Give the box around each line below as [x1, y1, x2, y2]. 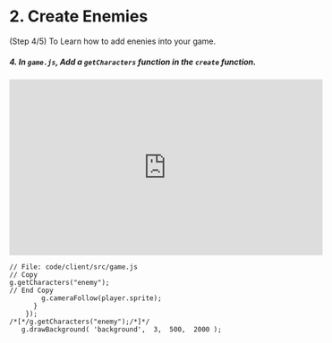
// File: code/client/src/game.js [9, 262, 139, 272]
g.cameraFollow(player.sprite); [41, 293, 163, 303]
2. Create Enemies [9, 6, 149, 27]
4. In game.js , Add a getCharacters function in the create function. [9, 56, 257, 67]
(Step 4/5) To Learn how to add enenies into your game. [9, 36, 217, 46]
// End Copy [9, 286, 54, 295]
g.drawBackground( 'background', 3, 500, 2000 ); [21, 324, 222, 334]
